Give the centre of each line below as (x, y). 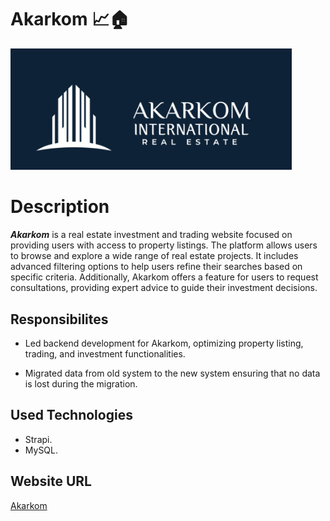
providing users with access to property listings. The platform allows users (164, 245)
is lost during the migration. (81, 383)
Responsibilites (59, 319)
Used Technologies (71, 415)
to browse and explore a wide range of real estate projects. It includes (154, 256)
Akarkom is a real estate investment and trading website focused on (151, 235)
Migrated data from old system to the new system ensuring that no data (172, 373)
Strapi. (38, 439)
